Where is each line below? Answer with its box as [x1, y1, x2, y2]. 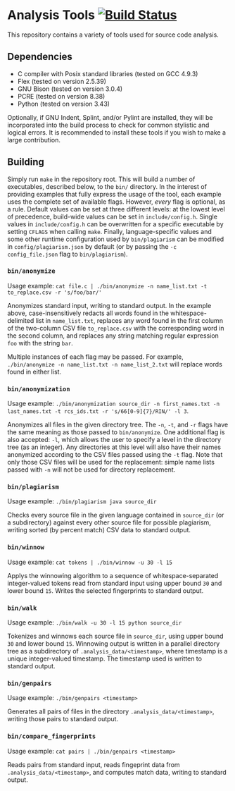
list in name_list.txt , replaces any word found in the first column [35, 316, 224, 324]
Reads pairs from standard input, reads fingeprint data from [7, 760, 181, 768]
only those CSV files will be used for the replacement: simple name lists [7, 458, 215, 467]
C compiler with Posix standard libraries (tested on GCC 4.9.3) [17, 69, 198, 78]
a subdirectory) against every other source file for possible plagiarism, [7, 518, 211, 527]
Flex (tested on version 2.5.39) [17, 77, 107, 85]
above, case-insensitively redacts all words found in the [7, 309, 169, 317]
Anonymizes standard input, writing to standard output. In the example [7, 301, 212, 309]
